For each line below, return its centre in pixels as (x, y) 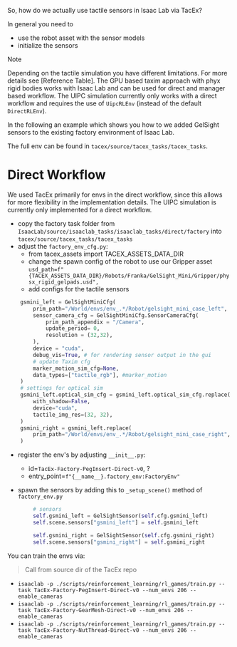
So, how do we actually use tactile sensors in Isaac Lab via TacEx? (105, 10)
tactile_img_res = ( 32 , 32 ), (73, 415)
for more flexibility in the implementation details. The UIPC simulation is (112, 202)
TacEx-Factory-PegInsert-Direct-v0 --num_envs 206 (110, 590)
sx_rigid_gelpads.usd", (64, 282)
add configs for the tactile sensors (79, 289)
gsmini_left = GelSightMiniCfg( (68, 302)
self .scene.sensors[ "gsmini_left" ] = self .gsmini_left (116, 522)
